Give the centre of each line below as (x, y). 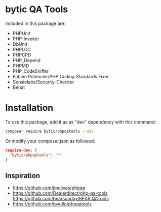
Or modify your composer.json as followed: (50, 141)
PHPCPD (22, 55)
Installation (29, 108)
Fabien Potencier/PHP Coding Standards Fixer (61, 76)
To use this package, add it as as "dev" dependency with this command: (80, 122)
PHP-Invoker (26, 39)
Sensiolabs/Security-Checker (43, 82)
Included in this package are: (35, 23)
